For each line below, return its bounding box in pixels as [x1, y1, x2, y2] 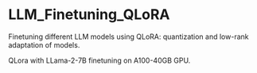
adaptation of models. [8, 40, 80, 49]
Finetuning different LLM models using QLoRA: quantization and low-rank [8, 32, 249, 41]
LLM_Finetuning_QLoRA [8, 6, 170, 24]
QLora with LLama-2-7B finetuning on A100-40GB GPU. [8, 56, 191, 65]
